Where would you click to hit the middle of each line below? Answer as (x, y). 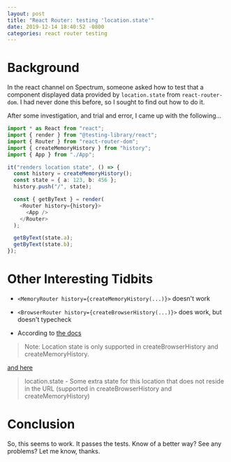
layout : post (26, 14)
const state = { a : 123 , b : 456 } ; (65, 180)
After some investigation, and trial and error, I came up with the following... (114, 115)
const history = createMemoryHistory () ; (73, 174)
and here (20, 367)
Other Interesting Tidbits (80, 279)
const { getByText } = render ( (59, 199)
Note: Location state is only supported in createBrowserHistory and (121, 346)
